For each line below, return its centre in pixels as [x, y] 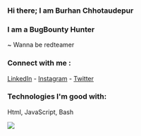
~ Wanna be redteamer [41, 45]
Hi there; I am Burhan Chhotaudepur [70, 11]
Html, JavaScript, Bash [41, 112]
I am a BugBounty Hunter [51, 29]
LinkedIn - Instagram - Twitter [50, 78]
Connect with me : [39, 63]
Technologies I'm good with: [57, 97]
